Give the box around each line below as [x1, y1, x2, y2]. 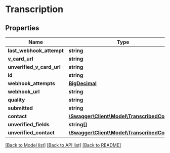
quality [8, 96, 25, 103]
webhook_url [8, 88, 40, 95]
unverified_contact [8, 129, 55, 136]
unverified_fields [8, 121, 50, 128]
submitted [8, 105, 33, 112]
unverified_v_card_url [8, 64, 61, 70]
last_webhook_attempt [8, 47, 64, 54]
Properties [5, 24, 39, 32]
